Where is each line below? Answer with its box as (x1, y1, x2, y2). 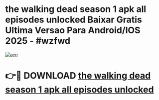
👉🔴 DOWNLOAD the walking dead (5, 70, 151, 82)
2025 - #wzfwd (5, 35, 71, 47)
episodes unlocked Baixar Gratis (5, 14, 142, 25)
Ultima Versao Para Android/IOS (5, 25, 141, 36)
